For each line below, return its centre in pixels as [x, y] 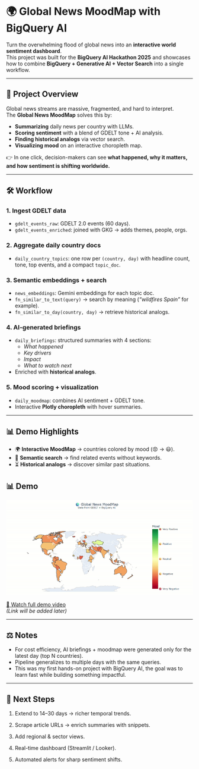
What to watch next [48, 366]
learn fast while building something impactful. [70, 675]
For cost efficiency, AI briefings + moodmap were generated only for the [103, 649]
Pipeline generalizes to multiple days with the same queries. [88, 662]
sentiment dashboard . [34, 51]
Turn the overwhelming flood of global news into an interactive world [91, 45]
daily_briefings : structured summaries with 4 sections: [83, 340]
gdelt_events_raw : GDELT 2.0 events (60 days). [72, 224]
